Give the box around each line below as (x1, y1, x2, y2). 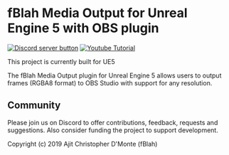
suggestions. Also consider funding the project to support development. (7, 126, 218, 134)
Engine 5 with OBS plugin (7, 20, 159, 36)
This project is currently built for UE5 (7, 57, 115, 65)
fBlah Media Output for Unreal (7, 5, 188, 21)
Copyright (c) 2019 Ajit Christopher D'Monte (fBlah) (7, 139, 158, 148)
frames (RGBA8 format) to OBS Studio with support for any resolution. (7, 78, 213, 87)
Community (7, 100, 61, 112)
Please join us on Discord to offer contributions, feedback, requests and (7, 118, 218, 127)
